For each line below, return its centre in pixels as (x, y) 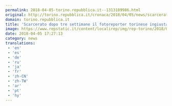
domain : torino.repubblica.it (38, 19)
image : (12, 29)
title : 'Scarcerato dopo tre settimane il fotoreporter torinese (76, 24)
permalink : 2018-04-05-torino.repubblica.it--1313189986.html (73, 10)
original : (16, 15)
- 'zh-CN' (18, 76)
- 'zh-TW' (18, 81)
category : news (21, 39)
